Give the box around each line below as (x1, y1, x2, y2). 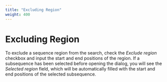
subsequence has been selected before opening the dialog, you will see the (5, 60, 162, 66)
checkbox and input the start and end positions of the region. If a (5, 55, 140, 61)
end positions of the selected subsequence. (5, 71, 97, 77)
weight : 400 (5, 12, 30, 17)
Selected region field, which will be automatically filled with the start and (5, 66, 155, 72)
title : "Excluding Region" (5, 7, 62, 12)
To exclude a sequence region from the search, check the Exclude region (5, 50, 157, 56)
